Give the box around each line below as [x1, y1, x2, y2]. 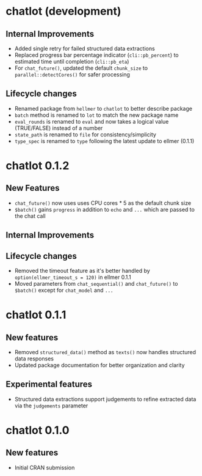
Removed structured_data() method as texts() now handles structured [14, 349, 197, 356]
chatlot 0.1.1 [5, 308, 67, 322]
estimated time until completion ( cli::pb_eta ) [14, 58, 129, 65]
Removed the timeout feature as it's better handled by [14, 267, 150, 275]
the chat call [14, 212, 46, 220]
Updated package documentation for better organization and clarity [14, 362, 185, 369]
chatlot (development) [5, 4, 121, 18]
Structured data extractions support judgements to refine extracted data [14, 395, 197, 403]
